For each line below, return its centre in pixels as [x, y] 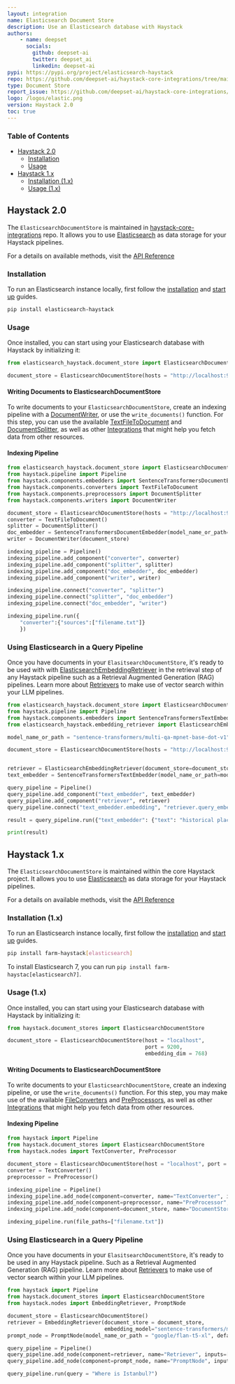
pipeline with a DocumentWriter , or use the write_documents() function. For [115, 415]
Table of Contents [38, 136]
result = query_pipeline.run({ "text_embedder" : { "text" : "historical [111, 820]
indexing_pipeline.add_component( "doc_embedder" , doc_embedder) [103, 571]
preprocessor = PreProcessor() [53, 1177]
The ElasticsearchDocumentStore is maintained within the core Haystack [111, 871]
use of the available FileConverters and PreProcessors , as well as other [110, 1100]
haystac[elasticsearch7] [43, 975]
